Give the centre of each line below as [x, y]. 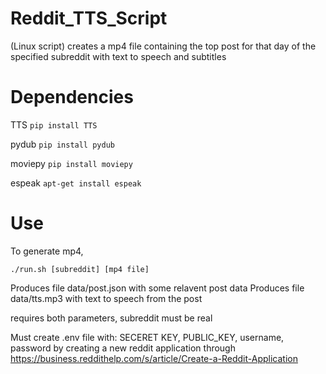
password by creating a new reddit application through [123, 348]
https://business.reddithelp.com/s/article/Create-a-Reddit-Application [154, 358]
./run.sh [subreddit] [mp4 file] [80, 269]
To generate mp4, [47, 251]
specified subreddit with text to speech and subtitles [118, 56]
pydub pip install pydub [62, 144]
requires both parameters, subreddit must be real [111, 318]
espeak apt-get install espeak [76, 183]
